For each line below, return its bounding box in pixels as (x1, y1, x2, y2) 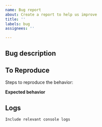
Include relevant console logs (5, 117, 70, 122)
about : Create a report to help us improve (5, 12, 97, 17)
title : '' (5, 17, 26, 22)
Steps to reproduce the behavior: (5, 79, 73, 85)
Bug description (5, 49, 56, 58)
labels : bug (5, 21, 30, 27)
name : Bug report (5, 7, 41, 13)
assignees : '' (5, 26, 35, 31)
